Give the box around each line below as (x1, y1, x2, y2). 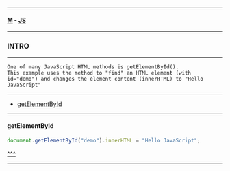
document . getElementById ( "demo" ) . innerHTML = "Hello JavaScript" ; (7, 137, 201, 144)
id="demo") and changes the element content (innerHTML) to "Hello (7, 75, 204, 82)
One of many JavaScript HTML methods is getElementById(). (7, 63, 179, 70)
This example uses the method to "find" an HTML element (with (7, 69, 192, 76)
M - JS (7, 16, 26, 24)
